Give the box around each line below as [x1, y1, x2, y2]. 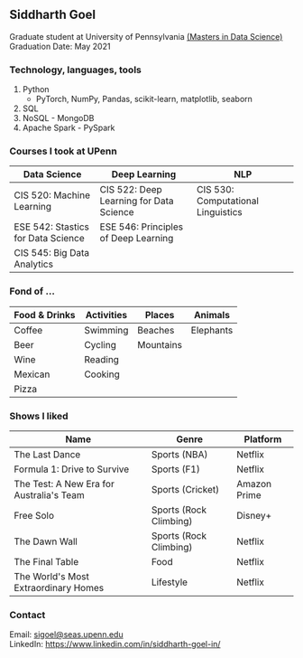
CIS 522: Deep [99, 183, 162, 196]
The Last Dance [14, 448, 81, 460]
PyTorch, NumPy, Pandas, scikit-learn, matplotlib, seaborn [35, 94, 252, 105]
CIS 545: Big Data [14, 247, 90, 259]
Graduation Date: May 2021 [9, 41, 111, 52]
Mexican [14, 368, 50, 381]
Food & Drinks [14, 308, 76, 321]
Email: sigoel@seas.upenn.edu [9, 629, 124, 640]
